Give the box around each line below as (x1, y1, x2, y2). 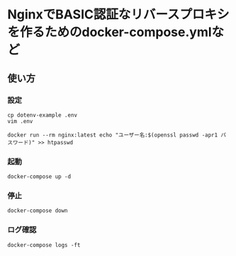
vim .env (7, 117, 33, 124)
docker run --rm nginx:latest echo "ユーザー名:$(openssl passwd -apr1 (7, 132, 218, 139)
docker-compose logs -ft (7, 241, 81, 248)
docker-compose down (7, 207, 69, 214)
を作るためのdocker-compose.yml (7, 24, 212, 40)
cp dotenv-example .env (7, 111, 78, 119)
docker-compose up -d (7, 173, 72, 180)
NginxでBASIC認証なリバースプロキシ (7, 6, 230, 23)
